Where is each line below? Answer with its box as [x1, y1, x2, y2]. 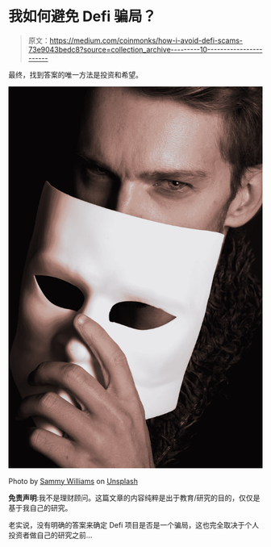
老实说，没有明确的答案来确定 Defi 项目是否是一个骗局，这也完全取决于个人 [8, 520, 260, 529]
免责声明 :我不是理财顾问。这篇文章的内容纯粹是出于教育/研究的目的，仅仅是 [8, 493, 261, 503]
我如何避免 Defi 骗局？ [8, 7, 157, 26]
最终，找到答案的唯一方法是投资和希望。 [8, 69, 143, 79]
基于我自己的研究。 [8, 503, 73, 512]
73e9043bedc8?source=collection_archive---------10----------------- [27, 44, 263, 54]
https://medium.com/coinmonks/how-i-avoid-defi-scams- [49, 35, 244, 45]
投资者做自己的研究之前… [8, 530, 93, 540]
